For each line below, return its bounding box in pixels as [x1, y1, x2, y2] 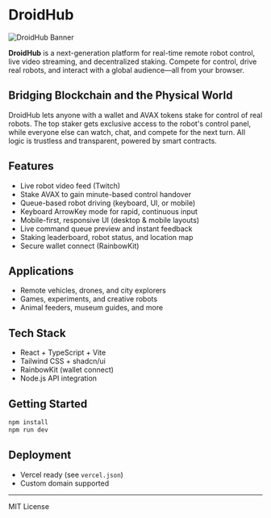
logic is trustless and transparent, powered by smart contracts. [8, 136, 218, 145]
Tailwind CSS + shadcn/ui [19, 356, 106, 366]
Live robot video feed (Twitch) [19, 180, 121, 191]
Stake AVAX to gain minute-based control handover [19, 189, 192, 199]
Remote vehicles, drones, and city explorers [19, 285, 167, 296]
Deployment [8, 449, 72, 462]
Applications [8, 264, 74, 278]
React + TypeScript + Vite [19, 347, 106, 357]
